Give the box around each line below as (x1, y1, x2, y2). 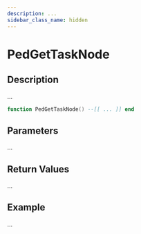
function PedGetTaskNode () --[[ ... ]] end (7, 105, 135, 113)
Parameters (7, 125, 59, 136)
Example (7, 201, 46, 213)
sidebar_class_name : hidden (7, 17, 88, 24)
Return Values (7, 163, 70, 175)
